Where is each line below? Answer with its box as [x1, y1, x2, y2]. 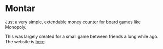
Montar [5, 3, 36, 14]
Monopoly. [5, 24, 27, 30]
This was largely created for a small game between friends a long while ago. [5, 33, 159, 39]
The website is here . [5, 38, 46, 44]
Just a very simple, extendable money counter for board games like [5, 19, 141, 25]
